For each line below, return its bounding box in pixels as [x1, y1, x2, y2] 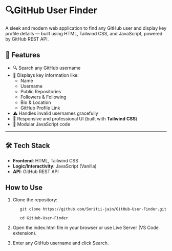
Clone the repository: [12, 197, 58, 203]
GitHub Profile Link [20, 104, 60, 111]
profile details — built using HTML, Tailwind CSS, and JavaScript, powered [5, 30, 163, 36]
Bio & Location [20, 99, 51, 106]
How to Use [5, 183, 43, 192]
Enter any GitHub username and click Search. [12, 240, 109, 246]
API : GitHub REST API [12, 168, 59, 175]
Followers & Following [20, 94, 67, 100]
